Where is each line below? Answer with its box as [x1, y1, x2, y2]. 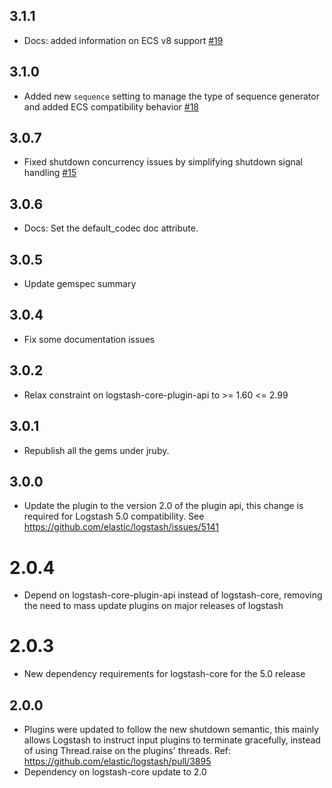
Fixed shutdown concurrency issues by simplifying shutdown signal [23, 156, 303, 168]
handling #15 [23, 167, 77, 179]
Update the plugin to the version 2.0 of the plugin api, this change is [23, 500, 304, 512]
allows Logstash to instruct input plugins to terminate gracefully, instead [23, 734, 321, 746]
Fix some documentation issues [23, 333, 156, 345]
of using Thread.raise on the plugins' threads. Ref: [23, 745, 232, 756]
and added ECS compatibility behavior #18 [23, 100, 200, 113]
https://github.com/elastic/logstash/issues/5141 [23, 521, 220, 533]
